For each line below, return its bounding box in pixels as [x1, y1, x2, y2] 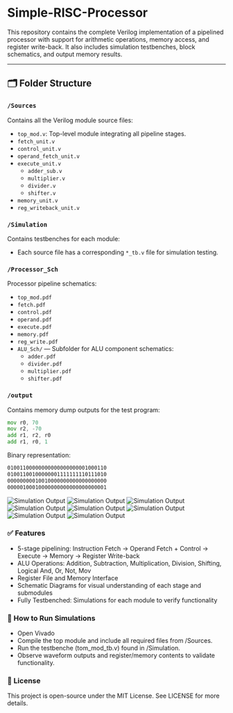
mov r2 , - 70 [7, 425, 42, 432]
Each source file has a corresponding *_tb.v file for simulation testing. [17, 248, 218, 256]
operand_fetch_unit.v [17, 153, 80, 160]
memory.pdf [17, 331, 49, 338]
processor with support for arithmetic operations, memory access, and [7, 35, 209, 43]
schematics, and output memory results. [7, 50, 123, 58]
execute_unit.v [17, 160, 62, 167]
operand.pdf [17, 316, 52, 324]
